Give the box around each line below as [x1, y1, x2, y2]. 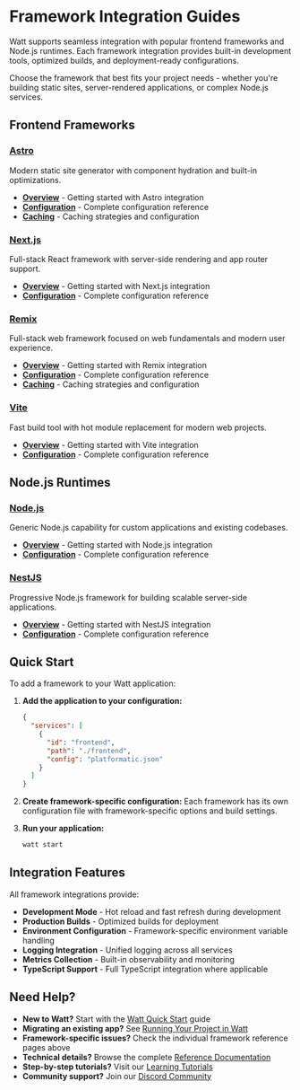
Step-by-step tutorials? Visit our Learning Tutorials [21, 1061, 213, 1072]
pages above [21, 1042, 71, 1052]
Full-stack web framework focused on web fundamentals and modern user [9, 333, 286, 344]
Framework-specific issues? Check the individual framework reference [21, 1033, 288, 1043]
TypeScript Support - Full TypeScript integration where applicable [21, 963, 269, 974]
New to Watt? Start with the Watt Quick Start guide [21, 1013, 211, 1024]
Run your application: [21, 823, 105, 834]
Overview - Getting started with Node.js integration [21, 540, 213, 550]
